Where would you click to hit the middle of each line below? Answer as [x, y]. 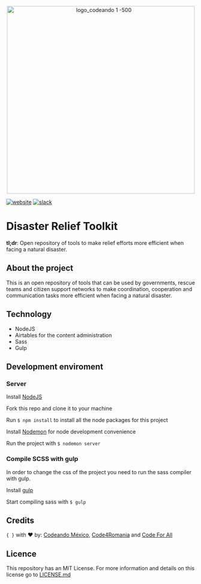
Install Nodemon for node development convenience [71, 432]
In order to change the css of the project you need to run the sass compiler [99, 472]
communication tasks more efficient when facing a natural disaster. [89, 295]
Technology [29, 314]
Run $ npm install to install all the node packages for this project [87, 420]
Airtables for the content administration [63, 335]
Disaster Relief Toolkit [62, 227]
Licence [22, 554]
